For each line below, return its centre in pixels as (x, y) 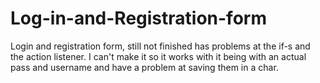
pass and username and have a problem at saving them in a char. (144, 67)
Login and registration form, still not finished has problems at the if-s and (160, 46)
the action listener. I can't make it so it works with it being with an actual (158, 56)
